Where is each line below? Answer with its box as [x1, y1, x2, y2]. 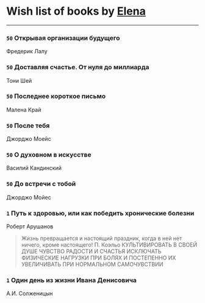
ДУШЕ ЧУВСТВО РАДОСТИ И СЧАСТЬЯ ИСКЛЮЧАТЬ [21, 248, 162, 255]
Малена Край [6, 106, 41, 113]
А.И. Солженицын [6, 290, 53, 297]
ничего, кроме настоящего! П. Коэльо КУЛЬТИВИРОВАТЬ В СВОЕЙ [21, 241, 197, 249]
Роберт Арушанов [6, 223, 54, 230]
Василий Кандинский [6, 164, 62, 172]
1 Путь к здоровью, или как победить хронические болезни [6, 209, 195, 217]
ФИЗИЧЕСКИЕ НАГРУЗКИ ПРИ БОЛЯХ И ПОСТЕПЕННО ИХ [21, 254, 176, 261]
